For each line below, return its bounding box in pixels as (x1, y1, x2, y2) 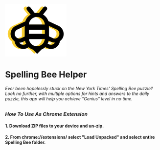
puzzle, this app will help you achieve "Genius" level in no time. (5, 95, 133, 101)
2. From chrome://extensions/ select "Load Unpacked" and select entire (5, 134, 155, 140)
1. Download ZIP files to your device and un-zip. (5, 123, 104, 129)
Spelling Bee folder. (5, 139, 46, 145)
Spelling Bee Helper (5, 69, 87, 80)
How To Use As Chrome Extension (5, 111, 88, 118)
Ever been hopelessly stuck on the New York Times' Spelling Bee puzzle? (5, 85, 153, 91)
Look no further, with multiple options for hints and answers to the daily (5, 91, 150, 96)
